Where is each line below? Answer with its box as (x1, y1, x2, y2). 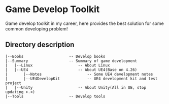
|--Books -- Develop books (5, 54, 106, 59)
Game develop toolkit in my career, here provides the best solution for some (5, 20, 164, 26)
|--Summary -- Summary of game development (5, 58, 138, 63)
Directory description (5, 41, 75, 49)
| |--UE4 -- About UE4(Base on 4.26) (5, 67, 138, 72)
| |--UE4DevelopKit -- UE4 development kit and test (5, 76, 158, 81)
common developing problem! (5, 25, 68, 31)
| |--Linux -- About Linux (5, 62, 110, 68)
